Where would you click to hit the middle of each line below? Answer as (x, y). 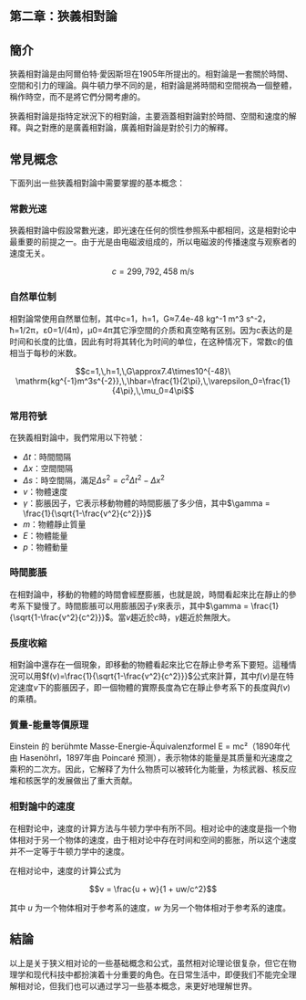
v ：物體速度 (45, 491)
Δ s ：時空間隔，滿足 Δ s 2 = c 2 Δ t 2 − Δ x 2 (94, 479)
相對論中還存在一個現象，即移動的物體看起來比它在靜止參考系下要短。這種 (149, 665)
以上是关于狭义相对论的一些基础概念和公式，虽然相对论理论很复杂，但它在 (149, 963)
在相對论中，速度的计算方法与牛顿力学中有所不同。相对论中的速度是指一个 (149, 828)
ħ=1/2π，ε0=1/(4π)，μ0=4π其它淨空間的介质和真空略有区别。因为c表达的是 (151, 330)
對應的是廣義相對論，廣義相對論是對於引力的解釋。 (137, 128)
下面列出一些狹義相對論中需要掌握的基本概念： (97, 183)
